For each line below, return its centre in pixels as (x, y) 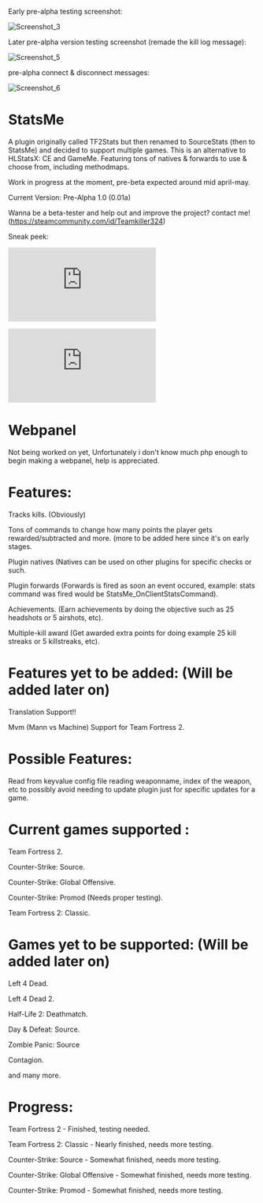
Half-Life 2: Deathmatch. (48, 1013)
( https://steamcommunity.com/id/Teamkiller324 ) (87, 221)
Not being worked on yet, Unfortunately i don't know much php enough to (128, 452)
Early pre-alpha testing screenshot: (65, 11)
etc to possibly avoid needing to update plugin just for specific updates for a (132, 789)
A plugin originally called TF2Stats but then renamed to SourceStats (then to (132, 141)
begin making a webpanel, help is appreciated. (84, 461)
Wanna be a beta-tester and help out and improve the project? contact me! (129, 212)
